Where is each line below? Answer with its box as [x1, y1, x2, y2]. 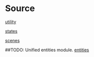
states [5, 28, 18, 34]
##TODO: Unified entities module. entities [5, 47, 89, 53]
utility [5, 19, 16, 25]
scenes [5, 37, 20, 43]
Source [5, 3, 35, 14]
